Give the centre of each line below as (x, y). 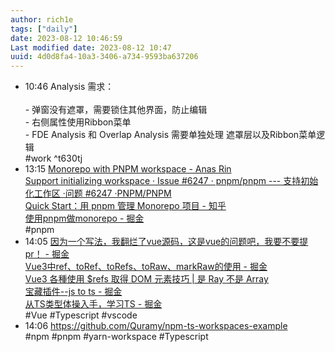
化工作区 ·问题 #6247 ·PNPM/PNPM (98, 193)
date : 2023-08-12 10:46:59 (66, 38)
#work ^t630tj (53, 158)
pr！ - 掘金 (47, 254)
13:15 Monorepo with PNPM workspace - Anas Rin (128, 169)
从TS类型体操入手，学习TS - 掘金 (93, 304)
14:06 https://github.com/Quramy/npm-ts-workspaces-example (156, 326)
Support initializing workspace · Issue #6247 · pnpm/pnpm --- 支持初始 (171, 181)
